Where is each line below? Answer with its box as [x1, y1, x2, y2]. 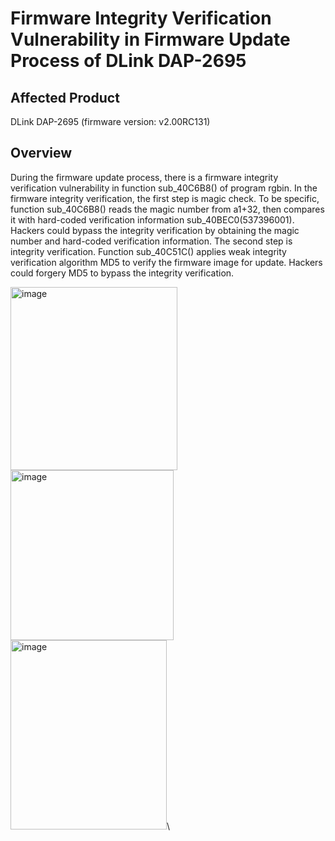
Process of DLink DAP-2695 [10, 50, 247, 72]
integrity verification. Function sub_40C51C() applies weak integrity [10, 245, 287, 257]
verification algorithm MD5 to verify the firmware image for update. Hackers [10, 256, 323, 268]
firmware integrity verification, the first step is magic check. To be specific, [10, 192, 320, 204]
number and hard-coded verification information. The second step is [10, 235, 293, 247]
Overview [10, 145, 73, 162]
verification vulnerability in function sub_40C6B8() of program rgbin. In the [10, 182, 318, 194]
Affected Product [10, 89, 120, 106]
